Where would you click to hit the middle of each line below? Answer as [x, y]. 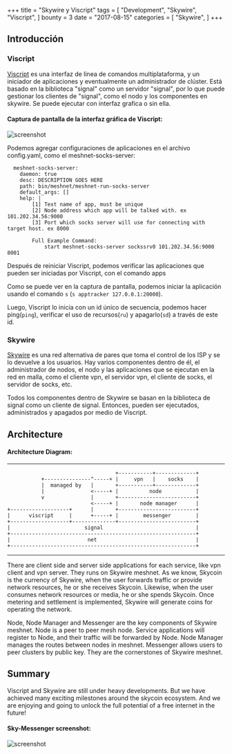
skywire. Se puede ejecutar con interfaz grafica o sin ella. [89, 103]
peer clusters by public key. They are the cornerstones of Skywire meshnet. [115, 652]
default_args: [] [45, 192]
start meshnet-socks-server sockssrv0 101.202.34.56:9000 [129, 246]
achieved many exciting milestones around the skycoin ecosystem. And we [114, 698]
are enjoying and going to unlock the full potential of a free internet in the [111, 705]
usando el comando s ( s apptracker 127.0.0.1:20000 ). [85, 294]
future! [17, 712]
